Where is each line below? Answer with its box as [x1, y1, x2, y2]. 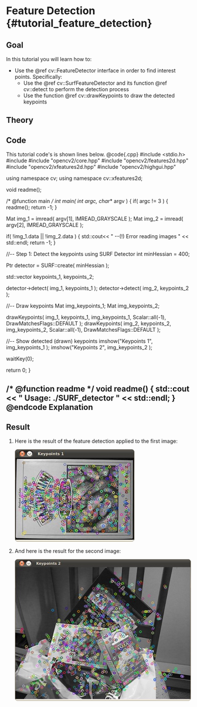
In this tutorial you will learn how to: [6, 56, 92, 62]
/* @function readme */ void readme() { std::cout [6, 383, 190, 393]
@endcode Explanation [6, 402, 93, 412]
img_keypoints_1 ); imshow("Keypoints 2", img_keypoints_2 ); [6, 344, 152, 351]
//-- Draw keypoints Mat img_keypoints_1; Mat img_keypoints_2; [6, 302, 160, 309]
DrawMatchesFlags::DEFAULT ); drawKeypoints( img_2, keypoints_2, [6, 320, 172, 327]
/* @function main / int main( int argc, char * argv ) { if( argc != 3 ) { [6, 198, 168, 205]
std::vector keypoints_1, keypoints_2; [6, 274, 94, 281]
